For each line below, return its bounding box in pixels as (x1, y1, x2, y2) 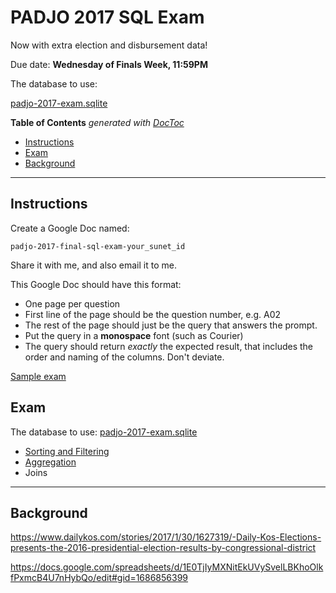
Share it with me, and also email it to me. (10, 259, 177, 271)
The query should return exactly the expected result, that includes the (24, 340, 314, 352)
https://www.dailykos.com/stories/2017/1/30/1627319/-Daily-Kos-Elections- (10, 531, 322, 543)
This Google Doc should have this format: (10, 278, 182, 290)
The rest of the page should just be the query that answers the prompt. (24, 319, 318, 331)
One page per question (24, 297, 121, 310)
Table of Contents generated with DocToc (10, 116, 185, 128)
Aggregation (24, 456, 77, 468)
